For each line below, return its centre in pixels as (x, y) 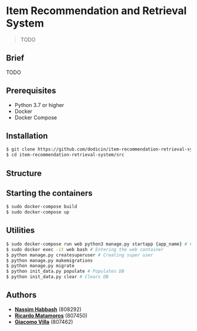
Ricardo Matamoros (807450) (51, 315)
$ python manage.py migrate (40, 266)
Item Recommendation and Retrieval (96, 11)
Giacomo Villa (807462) (44, 322)
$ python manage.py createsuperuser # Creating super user (80, 255)
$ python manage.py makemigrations (50, 260)
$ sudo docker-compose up (38, 212)
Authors (21, 295)
